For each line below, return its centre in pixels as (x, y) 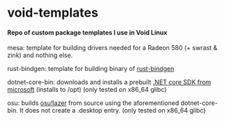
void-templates (53, 13)
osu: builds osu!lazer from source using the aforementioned (93, 103)
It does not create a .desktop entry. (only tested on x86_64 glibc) (113, 111)
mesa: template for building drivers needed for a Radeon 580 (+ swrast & (112, 48)
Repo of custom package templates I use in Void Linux (87, 32)
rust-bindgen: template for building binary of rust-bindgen (91, 69)
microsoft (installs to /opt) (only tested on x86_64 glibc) (87, 90)
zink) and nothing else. (40, 55)
